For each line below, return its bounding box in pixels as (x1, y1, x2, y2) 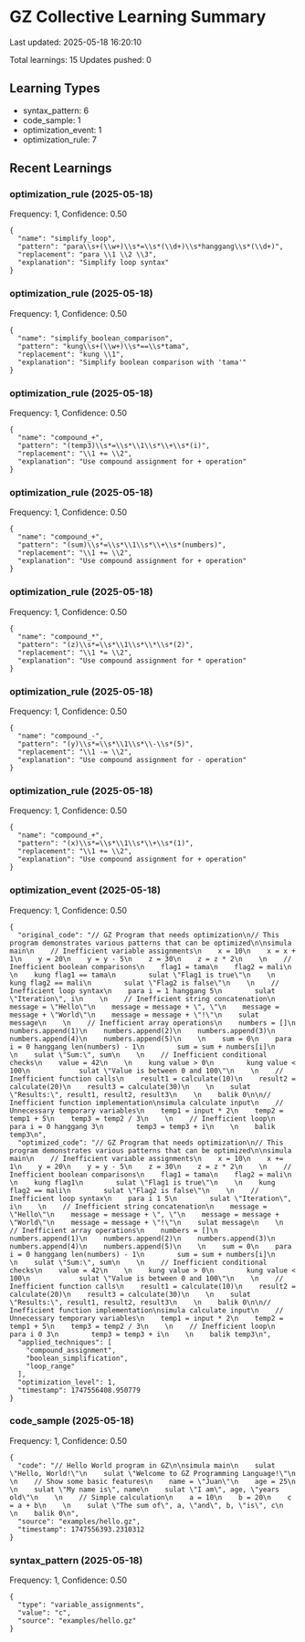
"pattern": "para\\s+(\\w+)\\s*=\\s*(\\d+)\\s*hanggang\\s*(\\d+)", (17, 242, 284, 252)
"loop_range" (26, 1362, 76, 1371)
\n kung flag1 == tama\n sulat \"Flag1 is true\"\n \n (9, 970, 276, 979)
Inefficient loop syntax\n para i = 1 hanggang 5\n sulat (9, 986, 276, 996)
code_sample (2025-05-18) (9, 1415, 134, 1428)
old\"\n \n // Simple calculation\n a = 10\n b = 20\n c (9, 1492, 292, 1502)
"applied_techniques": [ (17, 1337, 112, 1347)
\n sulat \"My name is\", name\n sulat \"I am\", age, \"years (9, 1485, 280, 1494)
